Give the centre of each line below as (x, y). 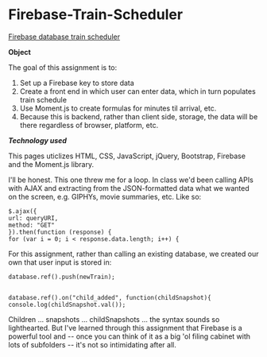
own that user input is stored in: (60, 262)
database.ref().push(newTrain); (62, 277)
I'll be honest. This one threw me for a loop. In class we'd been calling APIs (131, 180)
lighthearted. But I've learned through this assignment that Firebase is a (125, 328)
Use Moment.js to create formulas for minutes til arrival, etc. (118, 108)
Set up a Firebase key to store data (77, 83)
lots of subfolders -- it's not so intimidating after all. (92, 344)
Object (20, 52)
